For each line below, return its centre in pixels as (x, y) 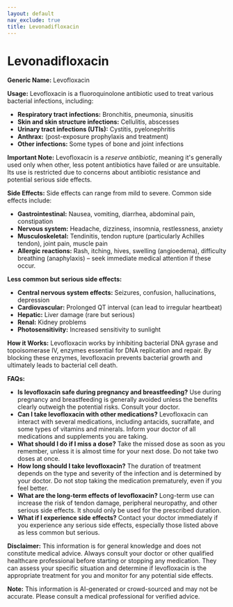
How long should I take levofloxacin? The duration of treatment (109, 466)
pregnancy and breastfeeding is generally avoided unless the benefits (117, 400)
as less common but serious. (58, 533)
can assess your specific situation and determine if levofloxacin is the (107, 568)
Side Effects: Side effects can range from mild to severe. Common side (110, 193)
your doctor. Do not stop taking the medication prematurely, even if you (120, 481)
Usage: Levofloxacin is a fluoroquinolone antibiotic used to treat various (111, 94)
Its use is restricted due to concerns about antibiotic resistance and (104, 172)
